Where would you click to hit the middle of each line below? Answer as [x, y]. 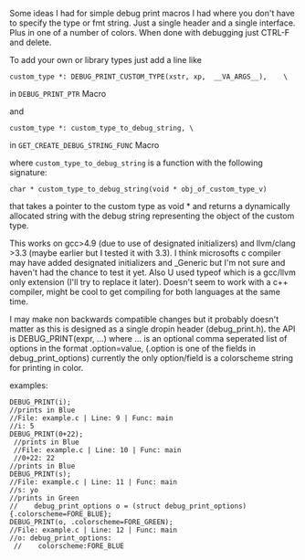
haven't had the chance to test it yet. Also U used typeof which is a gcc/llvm [153, 272]
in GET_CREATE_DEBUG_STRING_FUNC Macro [84, 145]
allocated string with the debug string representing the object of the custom [152, 216]
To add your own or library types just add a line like [106, 60]
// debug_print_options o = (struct [85, 506]
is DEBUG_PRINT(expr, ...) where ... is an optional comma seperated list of [148, 338]
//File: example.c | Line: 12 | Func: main [94, 530]
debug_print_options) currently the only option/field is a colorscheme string [152, 358]
